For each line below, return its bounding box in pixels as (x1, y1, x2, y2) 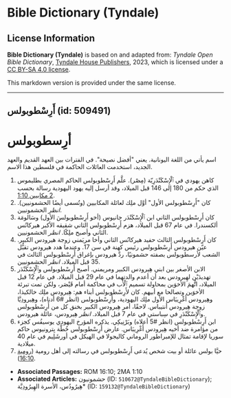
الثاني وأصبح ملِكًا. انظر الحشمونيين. (16, 228, 109, 237)
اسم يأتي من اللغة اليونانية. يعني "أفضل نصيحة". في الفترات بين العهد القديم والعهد (7, 155, 217, 163)
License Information (7, 32, 95, 44)
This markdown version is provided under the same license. (7, 79, 177, 87)
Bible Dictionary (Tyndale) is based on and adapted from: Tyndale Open (7, 50, 213, 59)
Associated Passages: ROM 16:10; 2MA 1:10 (16, 368, 143, 376)
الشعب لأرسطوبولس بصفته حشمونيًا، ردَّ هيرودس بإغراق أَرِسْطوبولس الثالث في (16, 250, 220, 259)
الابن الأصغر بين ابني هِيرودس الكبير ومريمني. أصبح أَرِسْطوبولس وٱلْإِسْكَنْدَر (16, 265, 206, 273)
